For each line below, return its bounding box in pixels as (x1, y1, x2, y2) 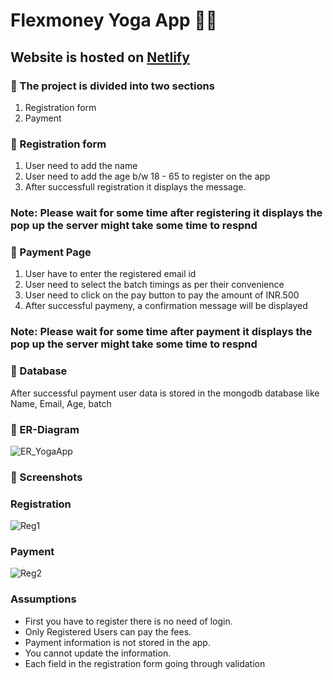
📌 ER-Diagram (10, 422, 80, 436)
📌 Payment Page (10, 245, 92, 259)
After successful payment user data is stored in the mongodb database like (10, 387, 320, 399)
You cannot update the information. (24, 647, 172, 659)
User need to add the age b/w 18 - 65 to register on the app (24, 170, 271, 183)
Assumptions (10, 592, 77, 606)
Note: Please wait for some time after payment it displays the (10, 325, 313, 339)
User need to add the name (24, 160, 138, 172)
